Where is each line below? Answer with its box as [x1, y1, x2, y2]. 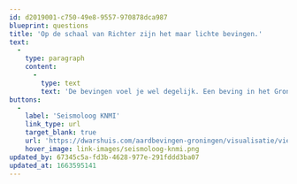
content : [25, 63, 57, 72]
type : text [41, 79, 81, 88]
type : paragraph [25, 54, 86, 63]
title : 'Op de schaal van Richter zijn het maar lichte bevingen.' [9, 29, 263, 38]
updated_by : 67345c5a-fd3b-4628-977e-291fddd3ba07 [9, 152, 200, 162]
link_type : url [25, 120, 81, 129]
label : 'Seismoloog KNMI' [25, 111, 121, 120]
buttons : [9, 95, 42, 104]
